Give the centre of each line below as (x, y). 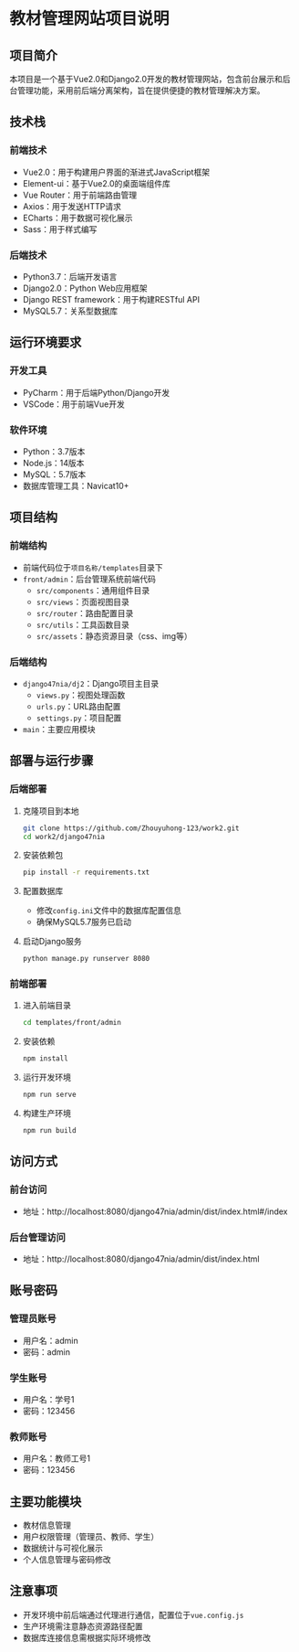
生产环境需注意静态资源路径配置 (82, 1626)
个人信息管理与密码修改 (67, 1560)
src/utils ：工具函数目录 (83, 624)
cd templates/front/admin (72, 1023)
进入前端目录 (46, 1006)
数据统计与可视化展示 (62, 1548)
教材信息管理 (46, 1525)
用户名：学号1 (48, 1399)
